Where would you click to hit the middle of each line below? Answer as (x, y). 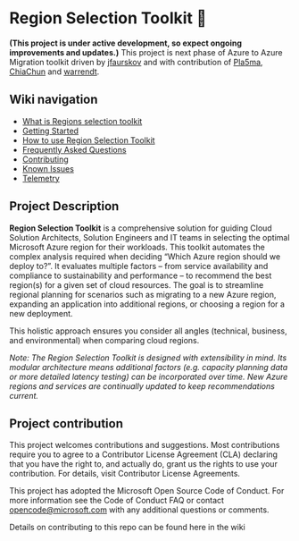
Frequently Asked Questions (74, 149)
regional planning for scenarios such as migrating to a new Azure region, (143, 294)
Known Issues (48, 168)
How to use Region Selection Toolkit (88, 140)
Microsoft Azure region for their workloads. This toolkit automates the (137, 247)
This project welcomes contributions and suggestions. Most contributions (145, 445)
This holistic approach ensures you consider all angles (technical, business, (148, 331)
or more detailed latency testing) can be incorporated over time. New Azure (149, 376)
